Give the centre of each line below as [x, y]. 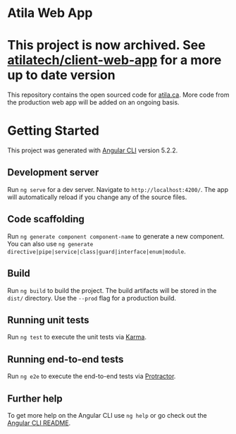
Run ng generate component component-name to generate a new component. [116, 236]
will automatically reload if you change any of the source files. [97, 197]
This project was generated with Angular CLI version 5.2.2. [93, 150]
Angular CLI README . [39, 423]
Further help [35, 398]
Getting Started [54, 131]
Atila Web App [50, 13]
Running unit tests [48, 320]
